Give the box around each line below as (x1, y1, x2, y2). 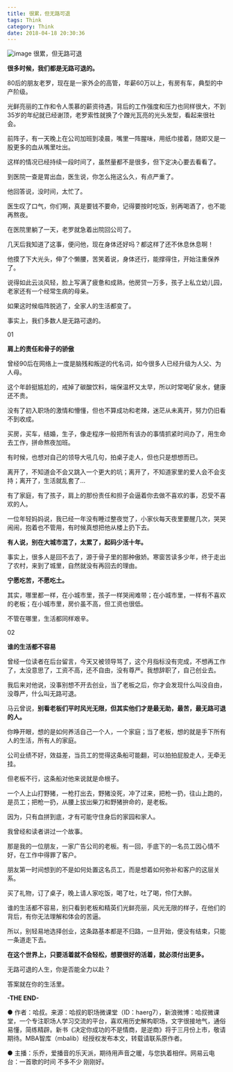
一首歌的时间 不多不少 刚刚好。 (19, 1057, 108, 1066)
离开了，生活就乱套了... (19, 477, 86, 485)
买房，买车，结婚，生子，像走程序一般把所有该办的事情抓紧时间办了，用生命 (7, 429, 226, 438)
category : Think (7, 23, 54, 30)
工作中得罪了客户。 (25, 851, 80, 859)
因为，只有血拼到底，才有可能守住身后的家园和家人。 (7, 812, 159, 821)
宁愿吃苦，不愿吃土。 (7, 577, 68, 585)
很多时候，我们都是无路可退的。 (7, 64, 98, 73)
